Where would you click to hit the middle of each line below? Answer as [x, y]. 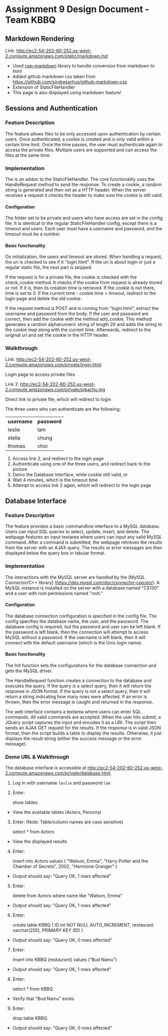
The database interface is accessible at [46, 768]
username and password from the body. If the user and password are [77, 314]
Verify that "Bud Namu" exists [43, 999]
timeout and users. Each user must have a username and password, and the [84, 229]
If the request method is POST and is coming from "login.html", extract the [82, 308]
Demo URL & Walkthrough [37, 757]
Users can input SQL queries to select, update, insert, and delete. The [77, 532]
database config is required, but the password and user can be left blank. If [83, 626]
